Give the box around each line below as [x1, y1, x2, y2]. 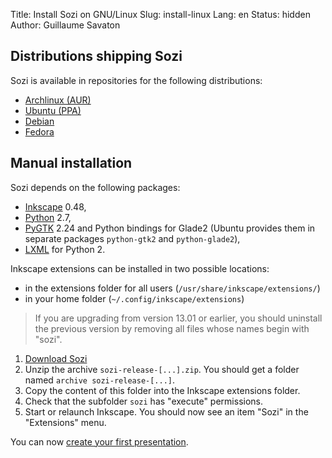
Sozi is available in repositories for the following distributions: [10, 74, 263, 86]
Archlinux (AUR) [24, 94, 92, 106]
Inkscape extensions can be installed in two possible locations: [10, 262, 270, 274]
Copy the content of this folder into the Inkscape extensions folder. [24, 384, 301, 396]
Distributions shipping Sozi [10, 48, 183, 65]
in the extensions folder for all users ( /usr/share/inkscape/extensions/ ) [24, 282, 321, 294]
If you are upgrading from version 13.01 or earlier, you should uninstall [34, 312, 323, 324]
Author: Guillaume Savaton [10, 19, 121, 31]
